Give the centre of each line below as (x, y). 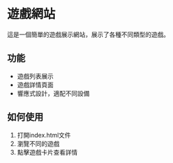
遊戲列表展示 (35, 76)
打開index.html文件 (44, 135)
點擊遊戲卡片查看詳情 (47, 152)
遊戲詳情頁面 (35, 85)
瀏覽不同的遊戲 (38, 143)
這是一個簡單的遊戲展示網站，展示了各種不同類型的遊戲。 (88, 34)
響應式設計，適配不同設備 (53, 93)
